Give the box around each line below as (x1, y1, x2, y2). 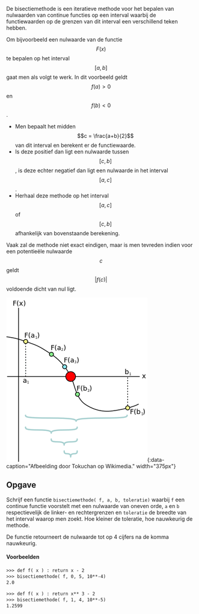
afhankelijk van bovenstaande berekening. (14, 230, 120, 237)
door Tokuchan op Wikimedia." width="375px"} (58, 463, 176, 470)
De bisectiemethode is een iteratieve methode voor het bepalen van (6, 5, 174, 12)
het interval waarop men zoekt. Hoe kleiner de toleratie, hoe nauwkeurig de (6, 515, 193, 523)
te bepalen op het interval (6, 55, 70, 62)
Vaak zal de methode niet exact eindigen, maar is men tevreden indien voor (6, 241, 193, 249)
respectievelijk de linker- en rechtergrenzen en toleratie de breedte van (6, 509, 187, 516)
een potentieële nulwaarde (6, 248, 73, 255)
